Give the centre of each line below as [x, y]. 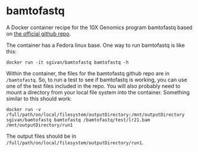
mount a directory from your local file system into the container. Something [98, 92]
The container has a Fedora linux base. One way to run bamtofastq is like [96, 45]
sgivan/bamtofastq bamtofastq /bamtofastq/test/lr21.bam [78, 120]
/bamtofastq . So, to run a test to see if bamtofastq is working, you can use [97, 80]
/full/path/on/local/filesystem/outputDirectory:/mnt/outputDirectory [95, 115]
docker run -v [24, 109]
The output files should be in [41, 136]
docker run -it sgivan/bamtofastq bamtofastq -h [67, 62]
